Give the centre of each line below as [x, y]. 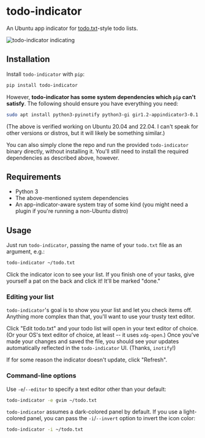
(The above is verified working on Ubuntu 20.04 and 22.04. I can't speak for [102, 126]
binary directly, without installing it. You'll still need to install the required [97, 151]
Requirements [34, 176]
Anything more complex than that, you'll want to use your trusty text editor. [101, 317]
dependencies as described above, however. [63, 158]
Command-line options [41, 376]
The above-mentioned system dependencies [72, 198]
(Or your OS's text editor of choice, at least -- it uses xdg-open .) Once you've [103, 335]
